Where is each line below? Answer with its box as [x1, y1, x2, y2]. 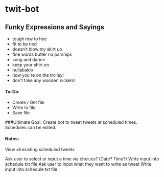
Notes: [5, 135, 20, 141]
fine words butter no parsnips [12, 51, 72, 57]
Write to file [12, 105, 36, 111]
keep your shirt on [12, 62, 49, 67]
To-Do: [5, 88, 20, 94]
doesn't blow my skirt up [12, 46, 62, 52]
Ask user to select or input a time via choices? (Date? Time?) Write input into [5, 156, 159, 162]
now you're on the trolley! [12, 72, 64, 78]
